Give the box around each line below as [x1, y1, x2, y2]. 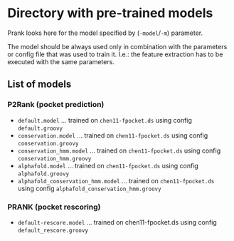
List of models [7, 78, 72, 91]
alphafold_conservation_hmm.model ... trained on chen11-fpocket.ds [17, 176, 215, 185]
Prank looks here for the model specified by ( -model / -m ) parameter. [7, 29, 203, 37]
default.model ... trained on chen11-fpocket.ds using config [17, 116, 192, 124]
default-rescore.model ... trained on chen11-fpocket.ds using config [17, 217, 217, 226]
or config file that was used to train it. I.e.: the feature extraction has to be [7, 50, 223, 58]
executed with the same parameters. [7, 57, 115, 66]
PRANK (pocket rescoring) [7, 202, 101, 212]
